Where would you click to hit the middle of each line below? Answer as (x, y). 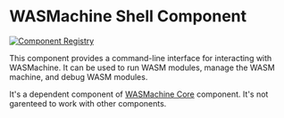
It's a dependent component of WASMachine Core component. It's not (139, 94)
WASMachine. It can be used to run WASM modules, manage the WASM (142, 67)
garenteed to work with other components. (88, 103)
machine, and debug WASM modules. (79, 76)
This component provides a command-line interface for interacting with (141, 58)
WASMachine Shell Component (128, 16)
